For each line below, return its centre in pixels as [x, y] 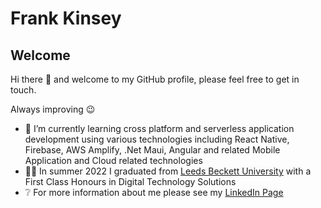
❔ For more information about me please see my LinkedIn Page [154, 192]
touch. [23, 90]
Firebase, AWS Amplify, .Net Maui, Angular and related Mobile [152, 150]
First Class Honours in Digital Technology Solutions [130, 181]
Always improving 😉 [53, 109]
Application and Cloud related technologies [113, 160]
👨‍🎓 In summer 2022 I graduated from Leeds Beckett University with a [168, 171]
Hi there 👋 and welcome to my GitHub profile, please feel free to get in [155, 79]
